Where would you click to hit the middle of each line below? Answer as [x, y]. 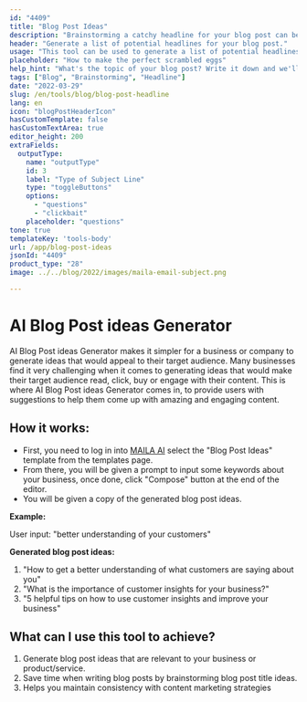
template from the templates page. [88, 460]
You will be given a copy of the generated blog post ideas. [132, 498]
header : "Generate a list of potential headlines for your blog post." [148, 43]
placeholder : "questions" [75, 221]
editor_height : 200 [47, 137]
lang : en [26, 103]
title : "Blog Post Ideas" [58, 26]
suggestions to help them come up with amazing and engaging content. [145, 399]
